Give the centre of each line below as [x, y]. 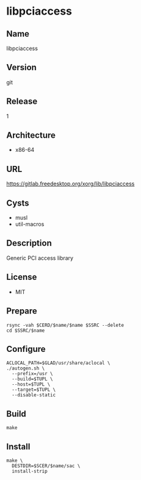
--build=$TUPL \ [32, 379]
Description [29, 243]
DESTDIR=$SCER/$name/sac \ [46, 466]
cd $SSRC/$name [26, 331]
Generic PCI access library [40, 258]
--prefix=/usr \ [32, 374]
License [22, 277]
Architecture [31, 135]
